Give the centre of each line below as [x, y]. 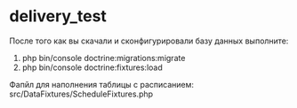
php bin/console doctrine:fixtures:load [92, 67]
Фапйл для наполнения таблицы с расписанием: [101, 84]
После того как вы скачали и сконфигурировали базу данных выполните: [149, 41]
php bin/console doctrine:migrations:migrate [104, 58]
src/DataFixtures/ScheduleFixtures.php [81, 94]
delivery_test [58, 16]
